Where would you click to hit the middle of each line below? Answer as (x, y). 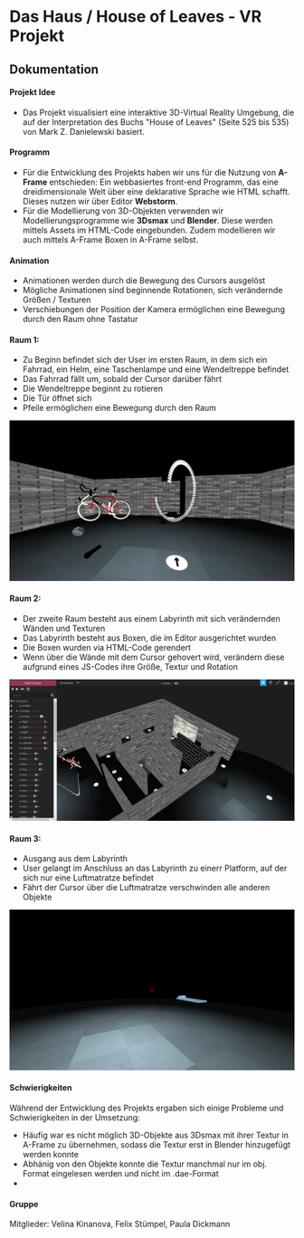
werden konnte (51, 1155)
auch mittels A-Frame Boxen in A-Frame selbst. (110, 239)
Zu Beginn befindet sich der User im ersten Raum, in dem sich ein (145, 360)
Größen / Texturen (57, 300)
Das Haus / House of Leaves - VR (136, 17)
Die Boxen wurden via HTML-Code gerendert (107, 648)
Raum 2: (25, 598)
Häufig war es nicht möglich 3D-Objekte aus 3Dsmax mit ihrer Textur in (156, 1135)
